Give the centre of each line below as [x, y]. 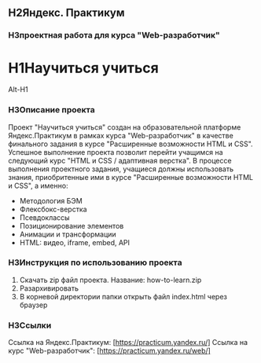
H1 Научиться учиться [83, 68]
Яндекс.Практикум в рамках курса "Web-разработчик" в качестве [121, 135]
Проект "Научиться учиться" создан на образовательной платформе [125, 127]
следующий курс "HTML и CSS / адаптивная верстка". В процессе [120, 160]
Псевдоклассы [44, 217]
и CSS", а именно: [38, 185]
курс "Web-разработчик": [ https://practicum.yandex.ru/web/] [109, 351]
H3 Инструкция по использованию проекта [95, 262]
